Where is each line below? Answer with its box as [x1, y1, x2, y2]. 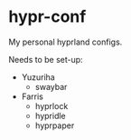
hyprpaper [34, 120, 75, 131]
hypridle [34, 110, 67, 121]
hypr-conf [8, 6, 87, 27]
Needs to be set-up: [8, 54, 83, 65]
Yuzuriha [21, 71, 55, 83]
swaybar [34, 81, 68, 92]
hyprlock [34, 100, 69, 111]
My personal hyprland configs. [8, 36, 123, 47]
